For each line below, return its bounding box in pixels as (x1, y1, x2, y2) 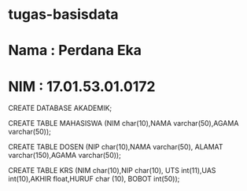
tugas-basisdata (8, 6, 120, 24)
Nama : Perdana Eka (8, 42, 142, 60)
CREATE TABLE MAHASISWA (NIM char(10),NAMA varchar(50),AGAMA (8, 119, 239, 128)
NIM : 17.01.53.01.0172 (8, 77, 156, 95)
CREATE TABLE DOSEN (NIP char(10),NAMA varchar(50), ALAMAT (8, 142, 223, 152)
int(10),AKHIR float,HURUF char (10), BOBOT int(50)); (8, 174, 180, 184)
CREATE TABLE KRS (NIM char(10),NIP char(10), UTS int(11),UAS (8, 166, 216, 175)
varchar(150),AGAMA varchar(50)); (8, 151, 122, 160)
